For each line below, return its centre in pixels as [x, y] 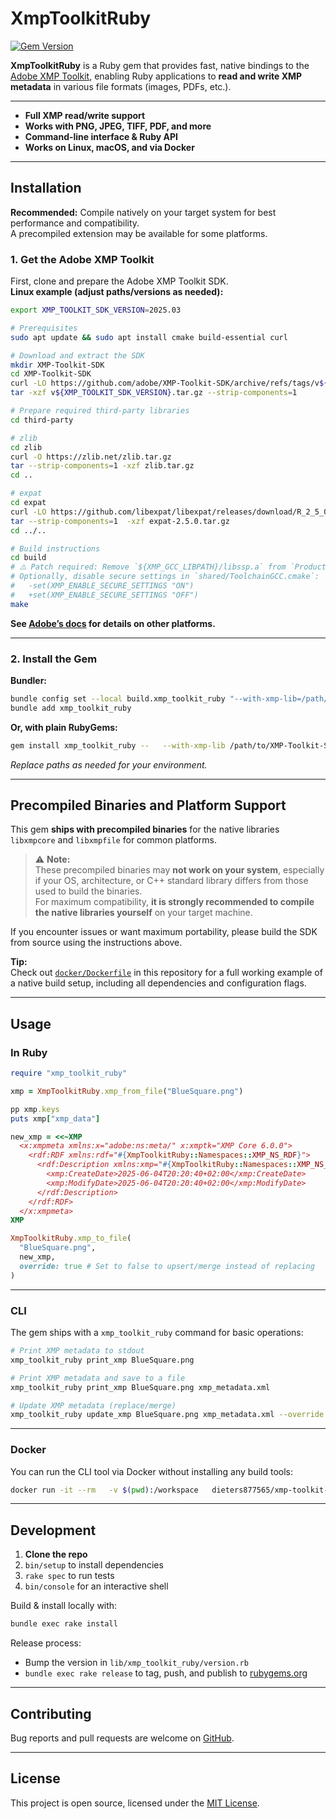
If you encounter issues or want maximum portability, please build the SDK [164, 932]
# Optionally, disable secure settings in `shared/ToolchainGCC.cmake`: [165, 577]
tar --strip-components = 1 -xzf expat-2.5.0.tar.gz [120, 521]
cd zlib [26, 447]
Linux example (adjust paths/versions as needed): [117, 292]
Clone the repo [56, 1554]
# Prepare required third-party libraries [100, 411]
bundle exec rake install [64, 1624]
